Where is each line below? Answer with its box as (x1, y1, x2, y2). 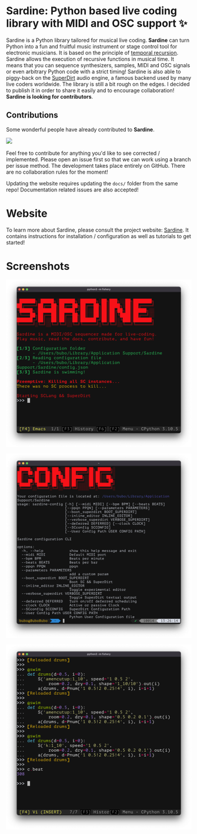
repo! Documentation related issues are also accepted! (6, 186, 139, 193)
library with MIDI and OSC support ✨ (6, 17, 188, 30)
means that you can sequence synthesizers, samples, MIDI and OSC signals (6, 61, 191, 69)
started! (6, 239, 25, 246)
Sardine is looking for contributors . (6, 93, 94, 100)
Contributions (6, 110, 58, 120)
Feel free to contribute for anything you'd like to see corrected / (6, 149, 161, 157)
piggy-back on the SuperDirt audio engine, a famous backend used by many (6, 74, 192, 81)
